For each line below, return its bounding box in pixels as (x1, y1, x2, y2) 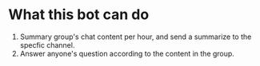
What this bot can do (8, 6, 150, 24)
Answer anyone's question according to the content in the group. (19, 49, 234, 58)
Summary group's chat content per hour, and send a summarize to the (19, 32, 252, 41)
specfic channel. (19, 40, 75, 49)
